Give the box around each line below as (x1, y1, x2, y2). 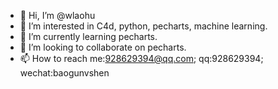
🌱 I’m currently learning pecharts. (19, 31, 158, 42)
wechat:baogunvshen (19, 67, 110, 79)
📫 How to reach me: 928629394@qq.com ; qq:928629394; (19, 53, 264, 64)
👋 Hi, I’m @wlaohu (19, 10, 96, 21)
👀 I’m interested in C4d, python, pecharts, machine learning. (19, 20, 268, 32)
